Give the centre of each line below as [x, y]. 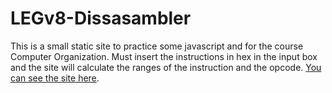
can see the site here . [55, 78]
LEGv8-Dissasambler [101, 18]
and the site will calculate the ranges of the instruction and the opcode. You [166, 67]
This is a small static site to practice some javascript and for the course [157, 46]
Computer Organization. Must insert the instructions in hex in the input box [164, 56]
